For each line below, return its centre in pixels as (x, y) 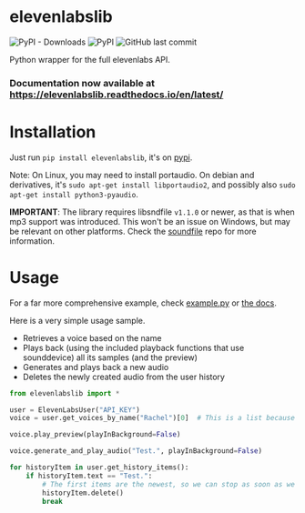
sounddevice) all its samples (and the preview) (110, 357)
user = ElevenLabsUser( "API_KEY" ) (75, 410)
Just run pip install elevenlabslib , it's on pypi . (101, 157)
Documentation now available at (82, 83)
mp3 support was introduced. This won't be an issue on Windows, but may (150, 221)
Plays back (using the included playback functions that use (133, 347)
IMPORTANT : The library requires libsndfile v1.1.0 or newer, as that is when (152, 212)
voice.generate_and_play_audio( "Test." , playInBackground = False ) (136, 451)
